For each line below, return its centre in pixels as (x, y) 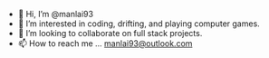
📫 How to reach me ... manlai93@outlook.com (105, 43)
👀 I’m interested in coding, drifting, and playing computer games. (139, 24)
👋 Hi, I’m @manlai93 (55, 14)
